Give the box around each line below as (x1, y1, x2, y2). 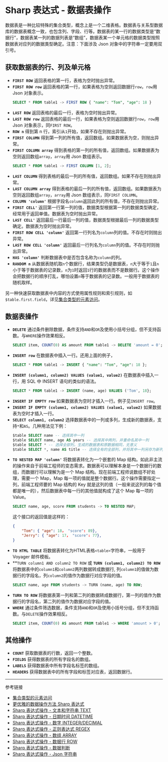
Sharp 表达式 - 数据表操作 (5, 5, 111, 16)
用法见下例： (41, 423, 68, 429)
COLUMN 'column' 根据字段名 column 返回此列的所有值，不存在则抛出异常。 (12, 198, 162, 204)
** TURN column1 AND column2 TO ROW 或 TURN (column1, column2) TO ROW (12, 560, 161, 566)
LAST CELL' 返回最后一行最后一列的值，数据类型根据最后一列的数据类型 (12, 217, 159, 223)
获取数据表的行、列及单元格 (5, 63, 91, 72)
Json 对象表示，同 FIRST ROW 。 (12, 122, 75, 128)
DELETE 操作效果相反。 (25, 611, 70, 617)
